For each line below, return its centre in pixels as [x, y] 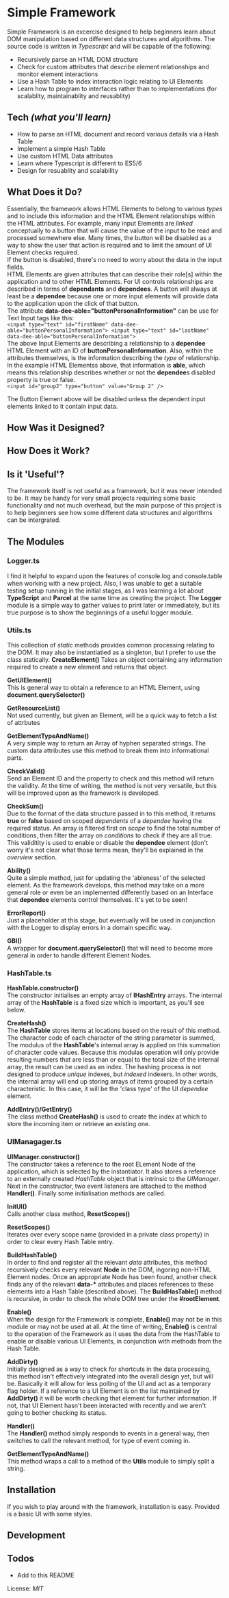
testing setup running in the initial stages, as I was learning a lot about [105, 591]
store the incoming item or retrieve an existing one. [79, 1124]
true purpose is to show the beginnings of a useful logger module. [100, 612]
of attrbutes [24, 723]
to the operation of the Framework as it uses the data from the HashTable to [114, 1334]
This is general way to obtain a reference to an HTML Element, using [104, 688]
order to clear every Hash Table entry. [60, 1241]
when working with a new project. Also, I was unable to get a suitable [105, 583]
